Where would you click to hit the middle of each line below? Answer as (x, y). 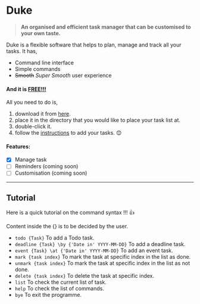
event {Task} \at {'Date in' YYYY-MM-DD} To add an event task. (94, 250)
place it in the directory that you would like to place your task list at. (97, 120)
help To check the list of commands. (59, 289)
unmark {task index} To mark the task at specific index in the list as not (102, 263)
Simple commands (37, 69)
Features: (18, 146)
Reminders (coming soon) (46, 166)
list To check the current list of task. (61, 282)
